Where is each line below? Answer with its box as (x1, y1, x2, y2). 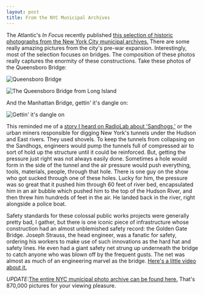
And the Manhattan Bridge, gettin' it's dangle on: (6, 99, 128, 106)
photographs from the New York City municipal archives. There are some (6, 38, 190, 45)
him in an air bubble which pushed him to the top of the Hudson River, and (6, 187, 192, 195)
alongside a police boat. (6, 200, 67, 207)
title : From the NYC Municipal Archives (6, 15, 111, 21)
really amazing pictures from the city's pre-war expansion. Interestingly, (6, 44, 187, 52)
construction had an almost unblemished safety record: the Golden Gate (6, 224, 188, 232)
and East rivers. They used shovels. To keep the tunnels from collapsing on (6, 135, 195, 143)
